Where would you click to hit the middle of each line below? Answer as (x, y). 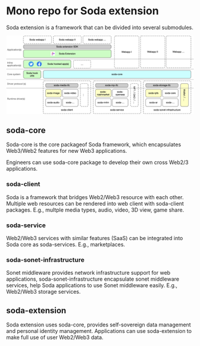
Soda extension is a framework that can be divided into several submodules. (100, 27)
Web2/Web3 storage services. (43, 292)
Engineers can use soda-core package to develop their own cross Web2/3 (97, 162)
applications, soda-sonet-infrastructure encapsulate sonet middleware (93, 279)
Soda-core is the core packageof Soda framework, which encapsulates (94, 144)
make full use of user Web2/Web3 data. (55, 338)
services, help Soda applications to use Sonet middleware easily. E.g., (92, 285)
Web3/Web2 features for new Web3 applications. (67, 151)
